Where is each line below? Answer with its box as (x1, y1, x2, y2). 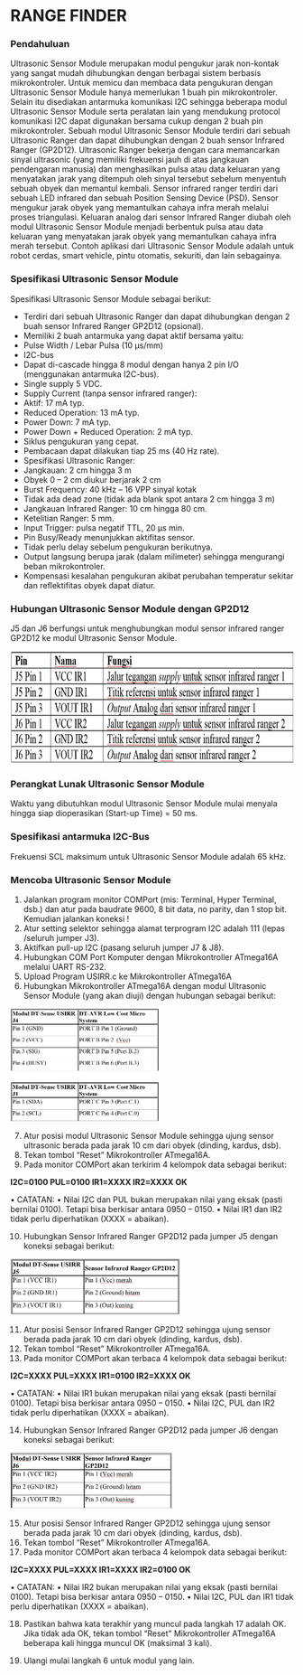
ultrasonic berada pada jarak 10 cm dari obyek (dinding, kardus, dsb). (23, 1140, 282, 1151)
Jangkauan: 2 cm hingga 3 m (23, 465, 132, 475)
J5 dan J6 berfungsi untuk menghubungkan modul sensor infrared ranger (10, 623, 285, 634)
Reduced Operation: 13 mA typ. (23, 407, 140, 418)
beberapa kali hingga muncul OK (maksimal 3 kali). (23, 1637, 213, 1648)
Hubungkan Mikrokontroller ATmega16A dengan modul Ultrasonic (23, 980, 267, 991)
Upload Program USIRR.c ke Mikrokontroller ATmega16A (23, 971, 233, 982)
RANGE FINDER (10, 5, 127, 26)
